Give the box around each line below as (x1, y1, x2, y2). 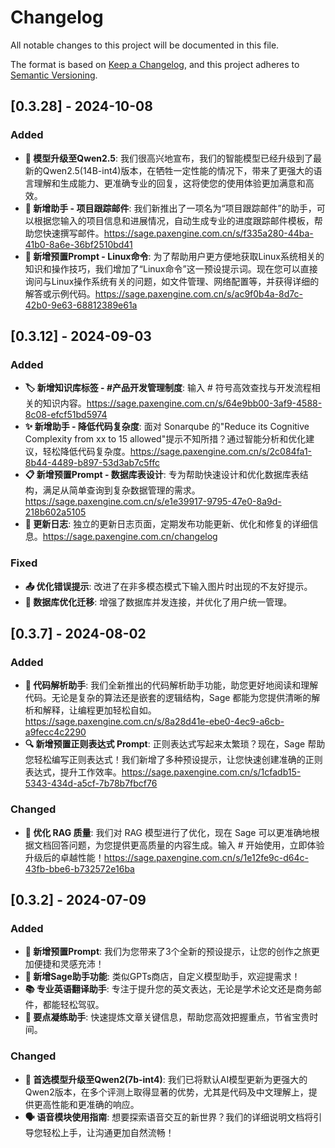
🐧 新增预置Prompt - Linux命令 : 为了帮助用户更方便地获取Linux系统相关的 (24, 250, 325, 262)
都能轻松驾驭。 (42, 999, 105, 1011)
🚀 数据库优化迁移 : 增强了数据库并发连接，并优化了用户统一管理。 (24, 596, 293, 608)
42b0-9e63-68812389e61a (24, 299, 138, 311)
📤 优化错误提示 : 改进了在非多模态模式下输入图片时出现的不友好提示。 (24, 580, 313, 592)
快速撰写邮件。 (42, 227, 105, 239)
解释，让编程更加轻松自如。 (42, 704, 157, 716)
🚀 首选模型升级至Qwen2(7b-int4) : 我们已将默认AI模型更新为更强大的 (24, 1073, 308, 1085)
